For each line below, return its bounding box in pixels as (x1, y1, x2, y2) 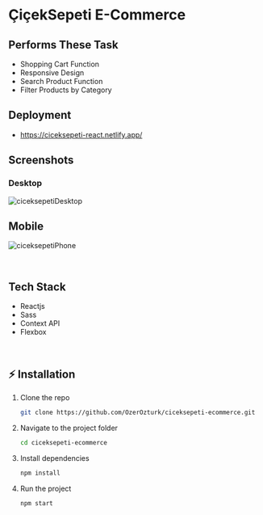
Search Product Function (19, 77, 103, 86)
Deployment (8, 108, 72, 122)
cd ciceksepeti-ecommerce (19, 438, 107, 446)
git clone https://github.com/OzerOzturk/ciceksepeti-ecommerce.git (19, 408, 256, 416)
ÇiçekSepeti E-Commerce (8, 6, 186, 24)
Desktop (8, 178, 43, 189)
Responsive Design (19, 68, 85, 78)
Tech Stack (8, 280, 66, 293)
